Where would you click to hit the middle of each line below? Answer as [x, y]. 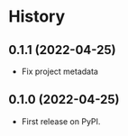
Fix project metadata [59, 71]
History [37, 17]
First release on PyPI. [61, 121]
